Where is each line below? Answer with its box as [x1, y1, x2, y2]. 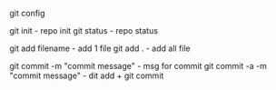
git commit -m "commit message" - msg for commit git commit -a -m [9, 61, 268, 71]
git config [9, 8, 45, 18]
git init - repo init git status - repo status [9, 25, 159, 35]
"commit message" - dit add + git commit [9, 70, 164, 81]
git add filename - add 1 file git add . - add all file [9, 43, 191, 54]
